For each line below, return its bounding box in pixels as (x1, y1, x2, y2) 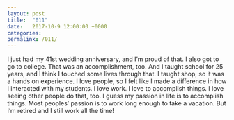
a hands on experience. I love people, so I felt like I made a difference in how (7, 77, 228, 85)
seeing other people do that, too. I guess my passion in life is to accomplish (7, 92, 224, 101)
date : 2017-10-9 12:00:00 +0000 (7, 23, 108, 30)
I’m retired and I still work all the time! (7, 107, 115, 115)
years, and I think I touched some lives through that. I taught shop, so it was (7, 70, 225, 78)
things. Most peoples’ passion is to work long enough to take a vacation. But (7, 99, 226, 108)
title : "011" (7, 17, 49, 24)
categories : (7, 29, 42, 37)
